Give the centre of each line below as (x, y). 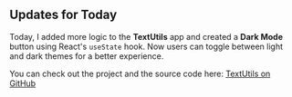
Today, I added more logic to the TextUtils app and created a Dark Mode (146, 36)
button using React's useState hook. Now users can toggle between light (146, 46)
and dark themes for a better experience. (87, 56)
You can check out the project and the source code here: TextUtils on (140, 73)
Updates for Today (63, 15)
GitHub (23, 83)
